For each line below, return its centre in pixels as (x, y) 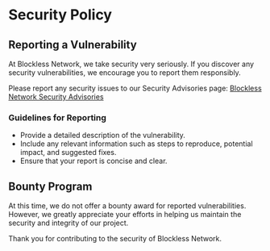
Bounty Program (50, 186)
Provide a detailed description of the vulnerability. (102, 136)
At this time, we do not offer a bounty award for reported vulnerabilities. (127, 206)
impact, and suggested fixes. (68, 153)
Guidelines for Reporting (58, 117)
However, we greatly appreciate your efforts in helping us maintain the (125, 215)
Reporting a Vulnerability (73, 45)
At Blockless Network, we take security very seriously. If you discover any (131, 64)
